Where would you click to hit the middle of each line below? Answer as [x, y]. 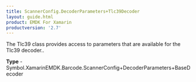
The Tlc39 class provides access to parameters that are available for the [93, 44]
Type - [14, 62]
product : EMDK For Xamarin [39, 22]
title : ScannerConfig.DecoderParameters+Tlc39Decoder [73, 11]
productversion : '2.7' [34, 28]
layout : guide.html [30, 17]
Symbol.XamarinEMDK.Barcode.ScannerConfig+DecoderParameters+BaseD [98, 68]
